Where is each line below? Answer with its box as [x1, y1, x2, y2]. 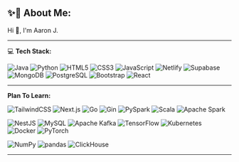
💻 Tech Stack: [7, 47, 52, 55]
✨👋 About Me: [7, 7, 71, 19]
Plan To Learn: [7, 91, 51, 99]
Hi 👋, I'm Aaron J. [7, 26, 58, 34]
